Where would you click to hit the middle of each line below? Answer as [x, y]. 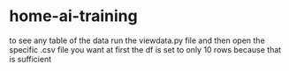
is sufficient [30, 59]
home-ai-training [74, 16]
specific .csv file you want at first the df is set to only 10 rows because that [145, 49]
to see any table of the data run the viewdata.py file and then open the [137, 40]
